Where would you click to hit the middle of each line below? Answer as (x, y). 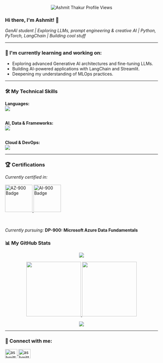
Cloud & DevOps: (23, 142)
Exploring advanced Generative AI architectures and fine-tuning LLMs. (82, 64)
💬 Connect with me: (29, 341)
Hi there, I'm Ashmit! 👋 (32, 20)
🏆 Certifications (25, 165)
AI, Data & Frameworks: (29, 123)
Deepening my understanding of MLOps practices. (63, 74)
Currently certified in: (26, 177)
